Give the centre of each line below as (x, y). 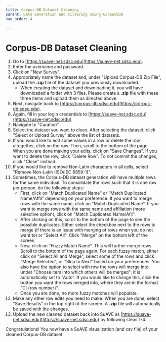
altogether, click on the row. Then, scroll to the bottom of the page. (81, 146)
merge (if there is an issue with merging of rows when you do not (86, 230)
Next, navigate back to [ (37, 104)
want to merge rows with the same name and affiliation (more (83, 209)
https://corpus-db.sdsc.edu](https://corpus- (107, 104)
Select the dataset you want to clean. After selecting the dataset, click (84, 130)
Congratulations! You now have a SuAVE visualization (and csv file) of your (82, 329)
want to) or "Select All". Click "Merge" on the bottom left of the (84, 235)
